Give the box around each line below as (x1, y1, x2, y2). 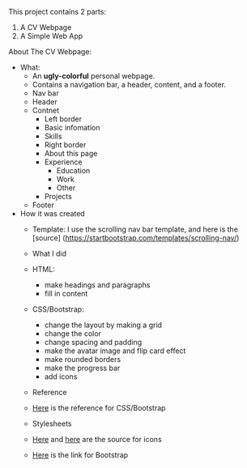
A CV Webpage (19, 23, 72, 32)
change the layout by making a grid (44, 320, 163, 330)
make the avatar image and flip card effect (44, 346, 186, 355)
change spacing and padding (44, 338, 143, 347)
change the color (44, 329, 101, 338)
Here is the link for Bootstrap (32, 450, 129, 460)
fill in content (44, 289, 88, 298)
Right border (44, 140, 87, 149)
